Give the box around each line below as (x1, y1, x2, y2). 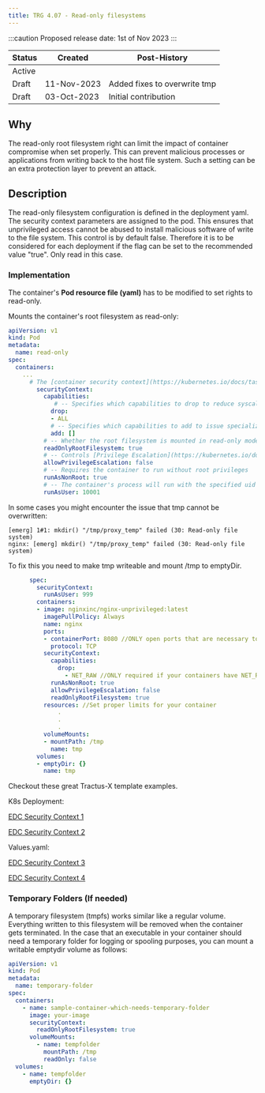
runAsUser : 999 (43, 590, 93, 599)
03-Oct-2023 (44, 91, 100, 102)
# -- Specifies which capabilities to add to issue (50, 422, 224, 430)
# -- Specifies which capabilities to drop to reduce (54, 400, 235, 408)
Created (58, 52, 89, 63)
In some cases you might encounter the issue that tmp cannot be (8, 503, 219, 512)
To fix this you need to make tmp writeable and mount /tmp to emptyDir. (8, 560, 242, 570)
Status (12, 52, 38, 63)
